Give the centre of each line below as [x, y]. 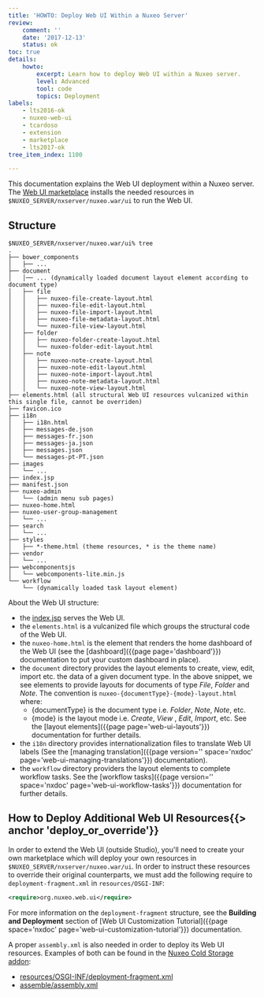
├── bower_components [44, 258]
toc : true [24, 52]
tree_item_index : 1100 [45, 154]
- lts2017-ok [44, 147]
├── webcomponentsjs [42, 568]
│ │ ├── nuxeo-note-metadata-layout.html [84, 382]
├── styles [26, 540]
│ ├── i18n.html [38, 423]
